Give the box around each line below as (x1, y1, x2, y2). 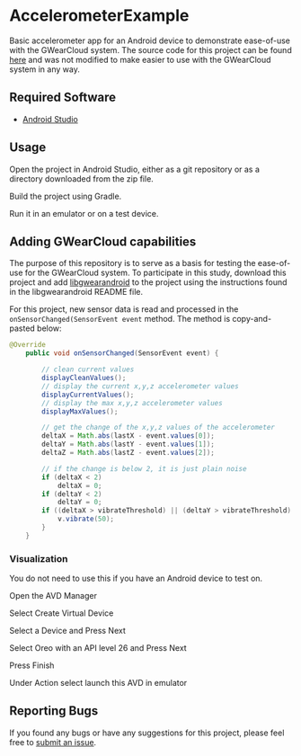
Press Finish (9, 660, 55, 671)
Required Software (9, 90, 117, 105)
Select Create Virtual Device (9, 608, 114, 618)
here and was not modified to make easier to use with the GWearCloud (9, 54, 271, 65)
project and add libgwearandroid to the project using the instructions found (9, 277, 288, 288)
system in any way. (9, 64, 81, 75)
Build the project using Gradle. (9, 191, 122, 201)
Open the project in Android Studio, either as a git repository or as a (9, 164, 261, 174)
